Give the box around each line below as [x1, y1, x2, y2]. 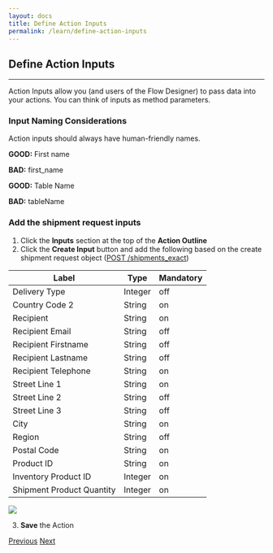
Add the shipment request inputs [8, 217, 141, 229]
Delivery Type [12, 285, 66, 297]
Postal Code [12, 444, 59, 455]
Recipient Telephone [12, 365, 91, 377]
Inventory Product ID [12, 471, 92, 482]
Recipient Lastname [12, 351, 88, 363]
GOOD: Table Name [8, 181, 75, 191]
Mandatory [158, 272, 203, 283]
